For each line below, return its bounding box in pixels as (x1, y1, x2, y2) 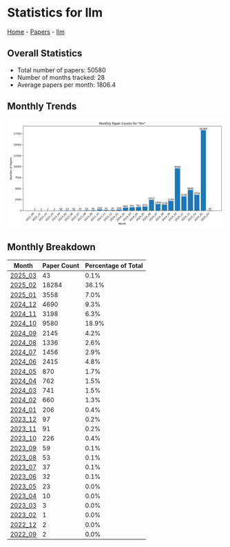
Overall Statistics (7, 48, 83, 59)
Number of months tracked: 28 (17, 73, 105, 81)
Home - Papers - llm (7, 28, 65, 36)
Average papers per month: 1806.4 (17, 81, 116, 89)
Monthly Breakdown (7, 241, 96, 253)
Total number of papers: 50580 (17, 65, 107, 74)
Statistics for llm (7, 5, 103, 21)
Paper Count (42, 261, 80, 269)
